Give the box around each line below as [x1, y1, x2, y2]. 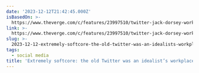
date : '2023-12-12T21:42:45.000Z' [6, 8, 92, 15]
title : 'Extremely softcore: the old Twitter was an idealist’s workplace [6, 58, 195, 64]
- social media [11, 52, 49, 58]
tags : [6, 47, 20, 53]
